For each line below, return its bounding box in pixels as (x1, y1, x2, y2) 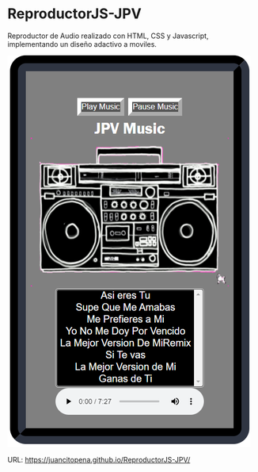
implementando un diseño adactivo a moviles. (7, 39, 157, 48)
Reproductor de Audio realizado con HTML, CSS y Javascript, (7, 31, 209, 40)
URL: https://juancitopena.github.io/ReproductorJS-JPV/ (7, 455, 191, 464)
